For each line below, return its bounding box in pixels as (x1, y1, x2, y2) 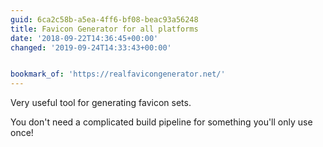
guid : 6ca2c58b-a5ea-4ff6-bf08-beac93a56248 (10, 14, 199, 25)
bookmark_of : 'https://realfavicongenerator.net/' (10, 69, 226, 80)
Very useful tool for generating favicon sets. (10, 97, 192, 109)
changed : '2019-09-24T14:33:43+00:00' (10, 42, 172, 53)
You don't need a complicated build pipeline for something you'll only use (10, 116, 313, 128)
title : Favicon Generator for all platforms (10, 24, 199, 34)
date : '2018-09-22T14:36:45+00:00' (10, 33, 159, 43)
